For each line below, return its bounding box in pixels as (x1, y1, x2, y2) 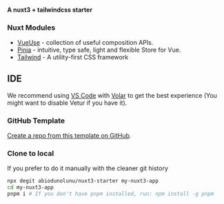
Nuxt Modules (7, 23, 56, 32)
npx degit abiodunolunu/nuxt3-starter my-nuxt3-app (7, 178, 159, 185)
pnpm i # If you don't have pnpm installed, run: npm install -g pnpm (7, 190, 214, 198)
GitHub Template (7, 116, 65, 125)
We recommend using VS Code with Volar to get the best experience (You (7, 91, 217, 99)
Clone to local (7, 148, 54, 158)
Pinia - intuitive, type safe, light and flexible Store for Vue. (17, 45, 181, 54)
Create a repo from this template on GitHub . (7, 132, 132, 139)
